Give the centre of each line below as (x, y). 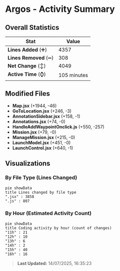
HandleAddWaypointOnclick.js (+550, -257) (58, 127)
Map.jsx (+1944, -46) (34, 106)
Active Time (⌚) (27, 74)
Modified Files (28, 94)
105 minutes (73, 75)
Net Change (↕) (27, 66)
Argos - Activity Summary (60, 9)
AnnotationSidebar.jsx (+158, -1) (46, 116)
